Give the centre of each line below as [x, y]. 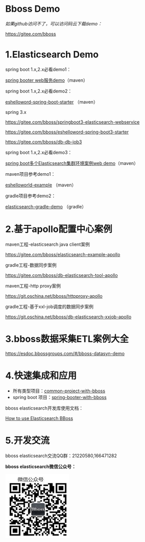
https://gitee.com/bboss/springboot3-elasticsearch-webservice [72, 122]
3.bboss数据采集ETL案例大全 [67, 339]
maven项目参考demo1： [30, 174]
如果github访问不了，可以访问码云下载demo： [54, 23]
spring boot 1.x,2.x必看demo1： [38, 69]
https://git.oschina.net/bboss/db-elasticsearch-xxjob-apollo [68, 317]
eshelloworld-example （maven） [41, 185]
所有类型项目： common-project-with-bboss [59, 391]
